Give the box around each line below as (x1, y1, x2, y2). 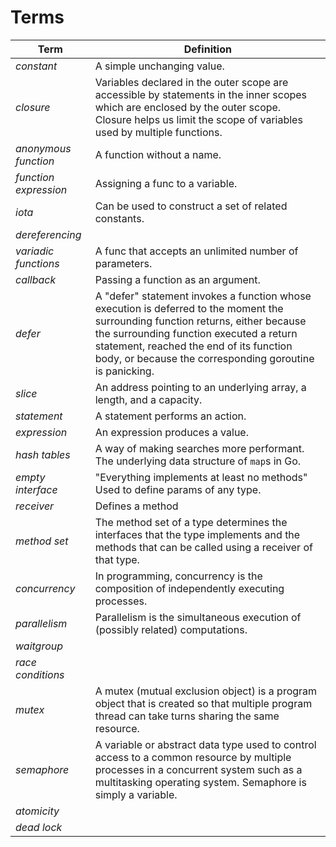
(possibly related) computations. (94, 622, 248, 636)
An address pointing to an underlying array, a (94, 380, 307, 394)
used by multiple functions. (94, 125, 223, 139)
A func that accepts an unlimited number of (94, 244, 299, 258)
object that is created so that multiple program (94, 696, 313, 710)
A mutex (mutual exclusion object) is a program (94, 684, 318, 698)
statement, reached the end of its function (94, 339, 293, 353)
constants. (94, 211, 145, 225)
